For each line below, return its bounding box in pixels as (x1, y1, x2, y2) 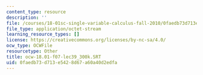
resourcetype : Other (6, 48, 59, 54)
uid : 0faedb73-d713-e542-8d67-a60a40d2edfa (6, 59, 118, 65)
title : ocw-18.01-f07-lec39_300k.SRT (6, 54, 101, 60)
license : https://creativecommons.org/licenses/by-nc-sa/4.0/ (6, 37, 166, 43)
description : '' (6, 15, 47, 21)
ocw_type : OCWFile (6, 43, 53, 49)
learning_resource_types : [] (6, 31, 80, 37)
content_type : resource (6, 8, 66, 15)
